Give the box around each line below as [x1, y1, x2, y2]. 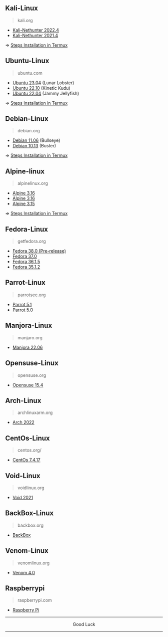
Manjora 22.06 [12, 344, 43, 350]
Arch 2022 [12, 419, 35, 426]
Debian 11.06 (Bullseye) [12, 137, 60, 143]
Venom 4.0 [12, 569, 35, 575]
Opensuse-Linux [5, 359, 58, 367]
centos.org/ [17, 447, 41, 453]
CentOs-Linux [5, 434, 50, 443]
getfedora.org [17, 238, 46, 245]
